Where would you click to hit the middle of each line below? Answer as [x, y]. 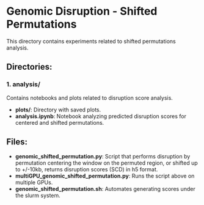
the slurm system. [38, 196]
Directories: [29, 67]
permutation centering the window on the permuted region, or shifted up [107, 163]
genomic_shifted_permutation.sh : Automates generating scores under [105, 189]
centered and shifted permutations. [60, 122]
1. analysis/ [24, 84]
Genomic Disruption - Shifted [82, 11]
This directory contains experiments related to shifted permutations [91, 41]
